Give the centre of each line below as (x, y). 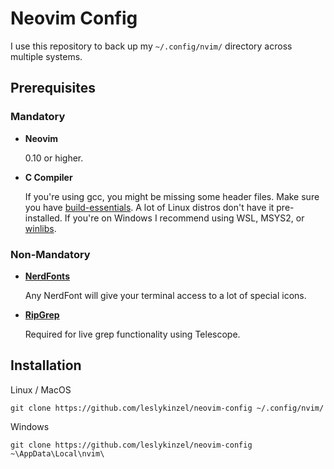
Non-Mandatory (50, 254)
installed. (43, 218)
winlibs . (40, 228)
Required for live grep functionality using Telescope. (132, 334)
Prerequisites (53, 88)
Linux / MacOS (41, 389)
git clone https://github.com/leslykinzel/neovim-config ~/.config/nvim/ (167, 408)
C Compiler (48, 177)
